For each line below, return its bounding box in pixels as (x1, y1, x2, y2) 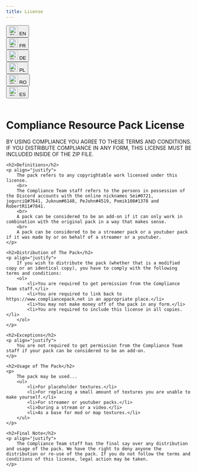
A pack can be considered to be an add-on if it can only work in (16, 213, 183, 219)
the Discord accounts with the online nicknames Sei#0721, (6, 193, 154, 199)
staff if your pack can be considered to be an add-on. (6, 347, 146, 354)
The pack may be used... (16, 373, 78, 379)
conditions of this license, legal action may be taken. (6, 456, 149, 462)
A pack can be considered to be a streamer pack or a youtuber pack (16, 229, 188, 235)
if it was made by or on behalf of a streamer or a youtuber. (6, 234, 162, 240)
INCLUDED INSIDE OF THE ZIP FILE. (6, 150, 94, 157)
